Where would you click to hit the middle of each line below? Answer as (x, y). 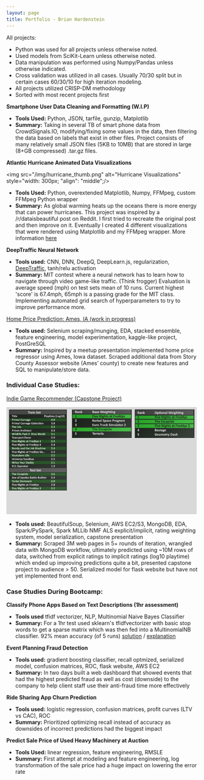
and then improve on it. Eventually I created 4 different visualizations (101, 225)
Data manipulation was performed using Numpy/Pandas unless (94, 62)
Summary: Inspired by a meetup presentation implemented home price (104, 350)
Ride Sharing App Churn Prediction (51, 698)
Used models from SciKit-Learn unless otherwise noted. (86, 55)
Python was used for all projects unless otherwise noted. (86, 49)
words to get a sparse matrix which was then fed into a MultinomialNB (103, 630)
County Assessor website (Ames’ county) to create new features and (102, 363)
